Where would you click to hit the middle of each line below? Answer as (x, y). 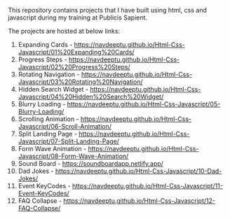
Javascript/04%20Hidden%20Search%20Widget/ (91, 97)
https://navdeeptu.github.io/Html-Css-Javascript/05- (144, 104)
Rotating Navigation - (49, 74)
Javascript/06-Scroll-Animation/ (65, 126)
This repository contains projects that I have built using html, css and (108, 10)
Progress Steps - (42, 59)
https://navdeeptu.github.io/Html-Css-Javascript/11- (148, 186)
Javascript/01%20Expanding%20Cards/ (76, 52)
